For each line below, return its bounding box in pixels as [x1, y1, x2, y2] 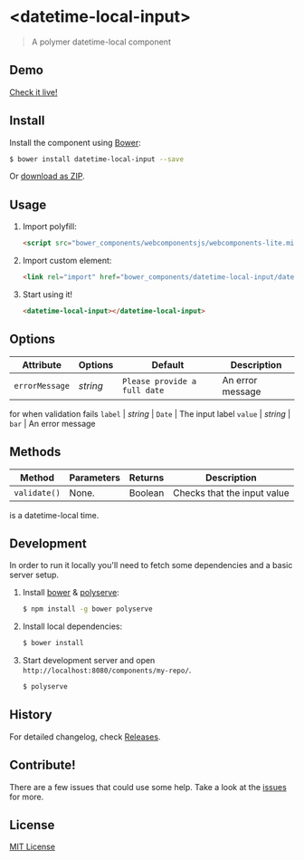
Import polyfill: [22, 221, 77, 232]
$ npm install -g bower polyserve [22, 604, 153, 614]
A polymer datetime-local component [31, 36, 172, 47]
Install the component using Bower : [9, 137, 142, 148]
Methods [9, 444, 62, 459]
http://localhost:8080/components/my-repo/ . [22, 664, 192, 676]
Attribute [22, 358, 62, 371]
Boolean [128, 487, 165, 499]
